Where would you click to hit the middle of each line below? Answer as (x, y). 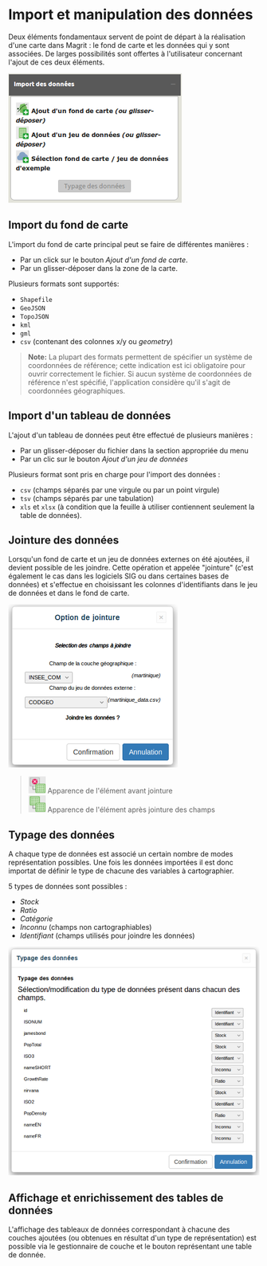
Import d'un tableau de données (90, 416)
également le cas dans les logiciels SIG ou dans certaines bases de (119, 576)
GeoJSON (32, 308)
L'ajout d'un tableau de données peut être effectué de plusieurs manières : (131, 435)
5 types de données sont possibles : (68, 887)
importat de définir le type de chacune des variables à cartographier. (121, 871)
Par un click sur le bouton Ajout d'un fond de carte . (104, 260)
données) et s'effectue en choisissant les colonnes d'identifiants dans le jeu (133, 585)
